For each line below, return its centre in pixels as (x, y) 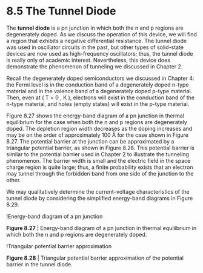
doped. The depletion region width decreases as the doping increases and (99, 128)
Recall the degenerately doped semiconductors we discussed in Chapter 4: (100, 78)
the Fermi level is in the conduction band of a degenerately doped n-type (98, 84)
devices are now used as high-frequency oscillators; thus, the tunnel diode (100, 53)
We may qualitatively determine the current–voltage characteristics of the (98, 191)
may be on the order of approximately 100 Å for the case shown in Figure (98, 135)
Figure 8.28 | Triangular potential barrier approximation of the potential (95, 258)
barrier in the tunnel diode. (39, 264)
